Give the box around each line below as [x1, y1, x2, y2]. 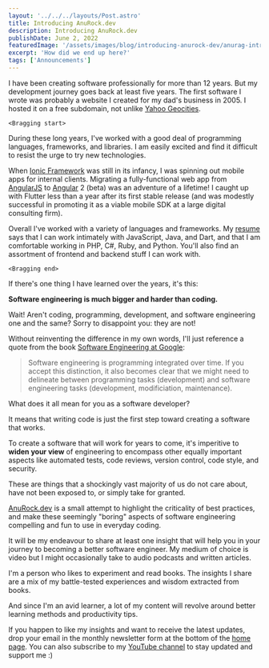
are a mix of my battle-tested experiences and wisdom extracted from [8, 577, 239, 586]
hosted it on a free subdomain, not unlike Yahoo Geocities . [8, 103, 202, 113]
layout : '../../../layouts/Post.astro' [8, 11, 142, 20]
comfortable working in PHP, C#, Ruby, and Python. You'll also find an [8, 241, 239, 250]
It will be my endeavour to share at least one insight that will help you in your [8, 535, 261, 545]
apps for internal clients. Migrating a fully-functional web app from [8, 174, 227, 184]
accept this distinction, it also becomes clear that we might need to [27, 366, 250, 376]
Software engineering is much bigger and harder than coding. [8, 294, 219, 304]
